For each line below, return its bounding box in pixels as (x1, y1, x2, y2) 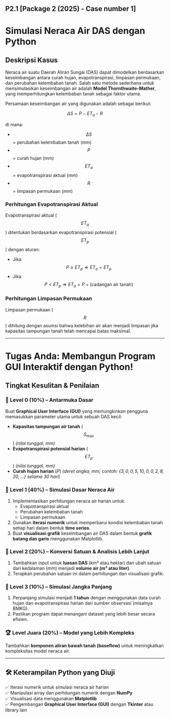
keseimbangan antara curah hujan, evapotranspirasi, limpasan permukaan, (5, 75, 161, 81)
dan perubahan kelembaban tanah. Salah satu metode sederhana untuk (5, 80, 154, 86)
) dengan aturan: (5, 246, 40, 252)
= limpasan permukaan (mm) (12, 188, 73, 194)
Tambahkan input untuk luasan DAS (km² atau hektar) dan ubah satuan (12, 560, 161, 566)
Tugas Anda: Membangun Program (5, 350, 156, 362)
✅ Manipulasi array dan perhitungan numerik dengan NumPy (5, 690, 133, 696)
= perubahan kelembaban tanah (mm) (12, 140, 92, 146)
